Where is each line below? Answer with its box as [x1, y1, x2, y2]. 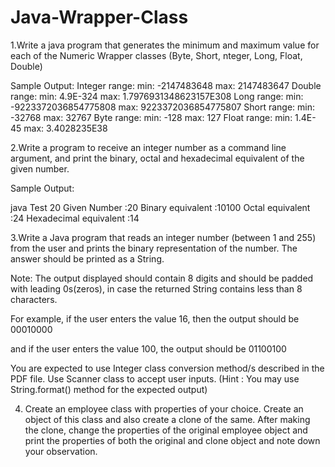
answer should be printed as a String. [10, 252, 165, 265]
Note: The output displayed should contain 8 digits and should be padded [10, 272, 314, 284]
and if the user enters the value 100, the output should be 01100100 [10, 342, 287, 355]
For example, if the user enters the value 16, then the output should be [10, 312, 300, 325]
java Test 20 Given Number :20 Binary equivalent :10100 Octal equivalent [10, 201, 311, 213]
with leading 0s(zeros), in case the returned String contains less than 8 [10, 282, 303, 295]
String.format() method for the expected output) [10, 383, 208, 395]
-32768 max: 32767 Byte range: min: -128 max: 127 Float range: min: [10, 111, 293, 123]
